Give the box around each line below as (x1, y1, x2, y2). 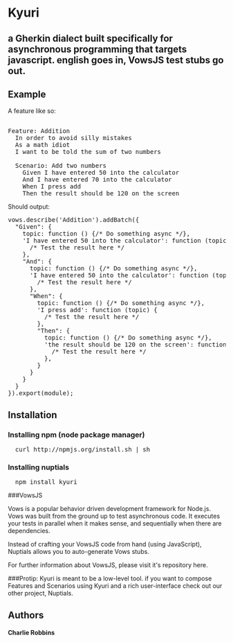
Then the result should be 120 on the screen (22, 189, 180, 198)
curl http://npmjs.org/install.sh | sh (15, 446, 151, 453)
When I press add (22, 182, 82, 191)
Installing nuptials (8, 462, 70, 472)
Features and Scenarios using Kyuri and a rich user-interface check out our (8, 582, 223, 590)
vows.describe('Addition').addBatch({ (8, 216, 140, 224)
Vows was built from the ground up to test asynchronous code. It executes (8, 512, 221, 521)
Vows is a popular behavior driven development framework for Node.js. (8, 505, 212, 513)
